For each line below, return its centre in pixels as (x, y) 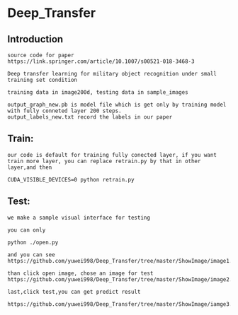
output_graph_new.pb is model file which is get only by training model (117, 105)
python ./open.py (33, 242)
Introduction (35, 39)
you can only (27, 230)
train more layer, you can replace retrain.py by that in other (104, 161)
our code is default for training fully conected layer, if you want (112, 155)
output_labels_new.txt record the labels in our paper (90, 117)
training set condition (42, 80)
